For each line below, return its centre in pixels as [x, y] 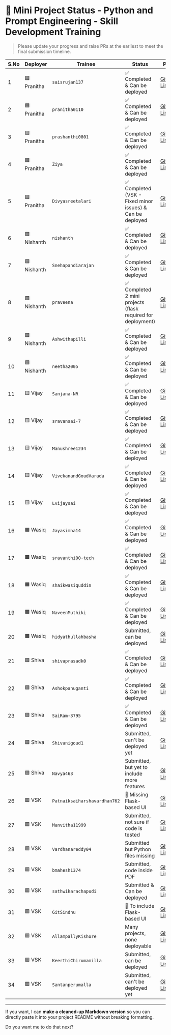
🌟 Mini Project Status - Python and [79, 10]
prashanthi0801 [70, 137]
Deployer [36, 64]
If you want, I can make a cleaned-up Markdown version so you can [78, 1012]
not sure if [137, 822]
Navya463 [63, 773]
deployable [138, 946]
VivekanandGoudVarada [78, 476]
